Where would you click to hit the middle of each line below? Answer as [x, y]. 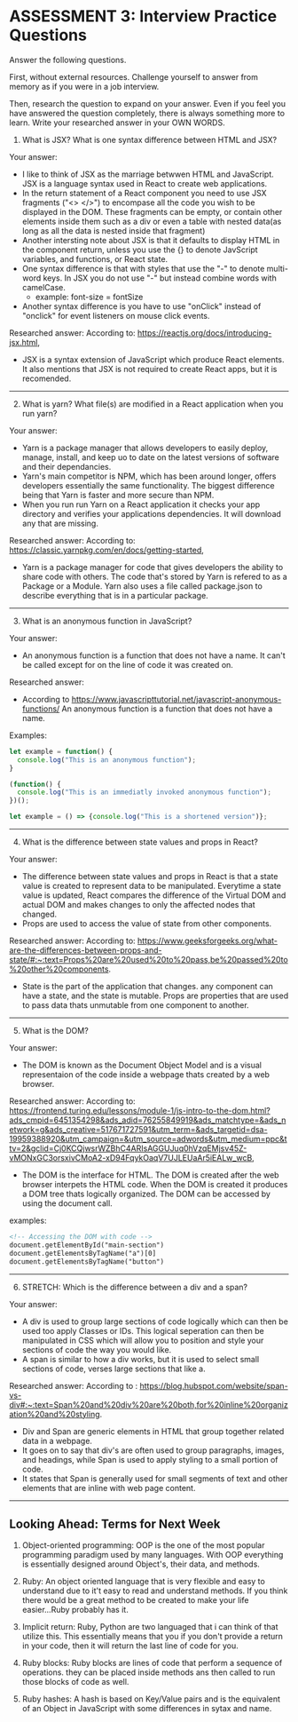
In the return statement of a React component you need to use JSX [145, 193]
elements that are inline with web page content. [109, 1488]
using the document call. [67, 1203]
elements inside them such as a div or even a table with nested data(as [152, 221]
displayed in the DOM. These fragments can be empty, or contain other [152, 211]
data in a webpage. [57, 1440]
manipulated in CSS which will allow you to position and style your [143, 1340]
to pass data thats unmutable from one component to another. [136, 1005]
